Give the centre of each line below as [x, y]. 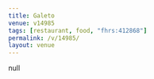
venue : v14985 [32, 23]
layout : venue [32, 45]
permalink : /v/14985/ [44, 38]
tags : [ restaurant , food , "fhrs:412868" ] [78, 30]
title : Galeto [32, 16]
